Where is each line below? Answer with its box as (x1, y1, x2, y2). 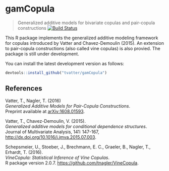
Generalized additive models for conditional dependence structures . (5, 123, 147, 129)
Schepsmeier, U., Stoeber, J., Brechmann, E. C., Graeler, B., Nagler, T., (5, 144, 151, 150)
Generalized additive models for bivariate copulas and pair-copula (17, 20, 155, 26)
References (5, 84, 42, 93)
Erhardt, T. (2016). (5, 149, 43, 155)
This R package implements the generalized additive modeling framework (5, 35, 158, 41)
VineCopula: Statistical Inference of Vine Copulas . (5, 154, 110, 160)
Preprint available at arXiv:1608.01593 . (5, 108, 85, 114)
